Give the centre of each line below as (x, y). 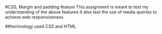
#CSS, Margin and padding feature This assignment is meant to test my (77, 7)
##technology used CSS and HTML (41, 26)
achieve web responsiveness (34, 17)
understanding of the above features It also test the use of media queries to (81, 12)
